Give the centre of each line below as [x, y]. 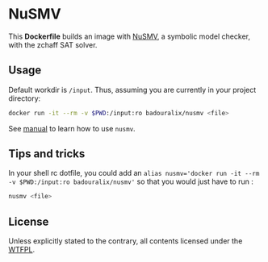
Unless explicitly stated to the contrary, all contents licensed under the [126, 241]
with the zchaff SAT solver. [53, 44]
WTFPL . [22, 250]
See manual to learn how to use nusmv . [72, 128]
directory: [25, 98]
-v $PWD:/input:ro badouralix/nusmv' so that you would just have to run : [131, 181]
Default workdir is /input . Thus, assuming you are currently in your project [132, 89]
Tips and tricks [47, 154]
